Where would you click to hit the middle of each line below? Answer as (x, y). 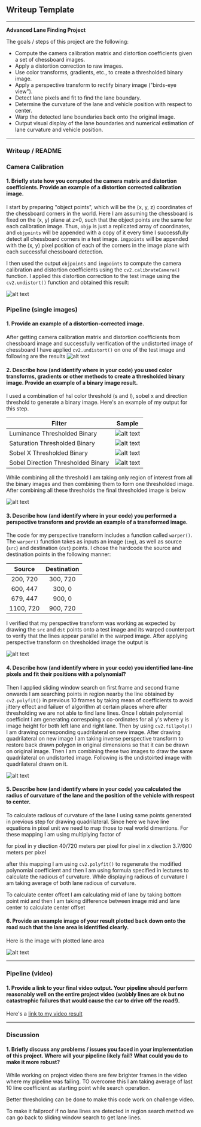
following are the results (36, 356)
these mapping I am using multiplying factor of (64, 834)
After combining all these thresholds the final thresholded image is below (96, 490)
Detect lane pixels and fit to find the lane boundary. (78, 98)
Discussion (23, 1035)
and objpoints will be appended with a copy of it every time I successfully (98, 232)
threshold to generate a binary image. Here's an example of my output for (97, 402)
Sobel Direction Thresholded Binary (59, 463)
